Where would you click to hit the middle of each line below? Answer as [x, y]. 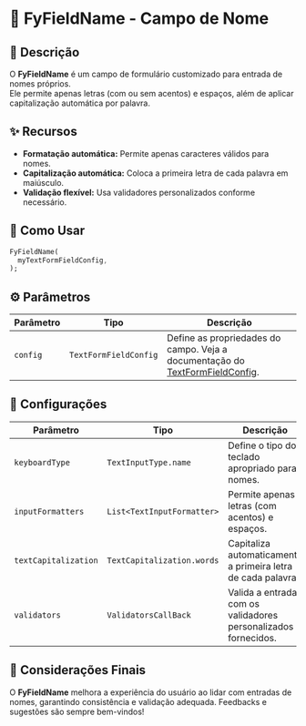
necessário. [45, 202]
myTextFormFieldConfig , [62, 260]
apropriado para [262, 468]
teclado [244, 456]
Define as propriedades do [224, 338]
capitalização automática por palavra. [80, 103]
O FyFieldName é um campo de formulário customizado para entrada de [146, 74]
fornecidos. [252, 638]
